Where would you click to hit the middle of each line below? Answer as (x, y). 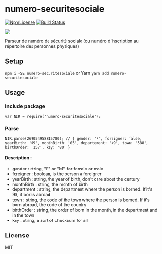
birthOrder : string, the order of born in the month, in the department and (85, 210)
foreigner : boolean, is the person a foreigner (57, 174)
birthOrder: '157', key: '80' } (38, 147)
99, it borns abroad (31, 194)
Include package (25, 106)
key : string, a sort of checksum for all (50, 220)
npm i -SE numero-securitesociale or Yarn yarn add (57, 73)
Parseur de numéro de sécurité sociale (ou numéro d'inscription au (72, 41)
